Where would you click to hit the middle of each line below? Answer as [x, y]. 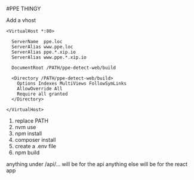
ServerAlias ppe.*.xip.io [44, 52]
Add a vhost [21, 20]
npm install [28, 133]
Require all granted [42, 94]
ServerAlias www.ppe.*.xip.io [49, 57]
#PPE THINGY [24, 9]
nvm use [25, 127]
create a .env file [36, 146]
